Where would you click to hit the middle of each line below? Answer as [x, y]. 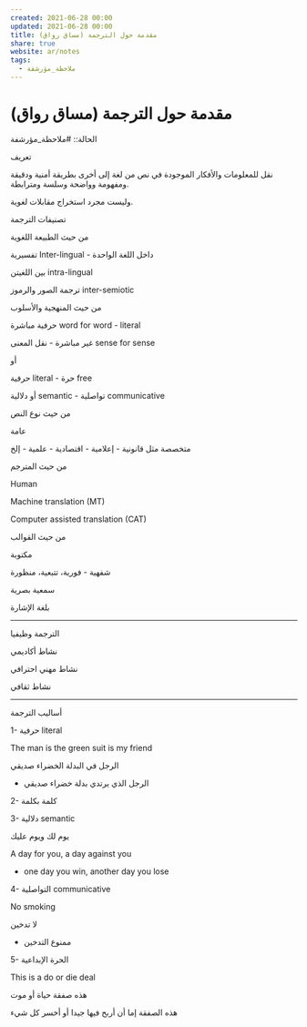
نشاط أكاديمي [34, 651]
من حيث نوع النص [41, 413]
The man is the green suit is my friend [82, 747]
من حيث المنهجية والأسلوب [56, 307]
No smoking [33, 906]
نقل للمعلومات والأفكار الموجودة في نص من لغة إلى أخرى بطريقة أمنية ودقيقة [142, 174]
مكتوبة [21, 554]
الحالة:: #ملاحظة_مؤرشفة [54, 138]
